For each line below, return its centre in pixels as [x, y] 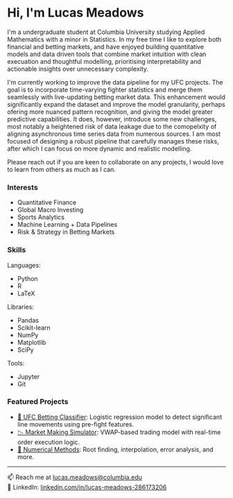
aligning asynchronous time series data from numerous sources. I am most [114, 134]
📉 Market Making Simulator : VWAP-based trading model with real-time [119, 432]
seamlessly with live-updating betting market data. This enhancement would [116, 97]
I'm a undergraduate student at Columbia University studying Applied [106, 32]
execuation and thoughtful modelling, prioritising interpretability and [104, 61]
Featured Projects [38, 402]
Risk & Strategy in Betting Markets [66, 232]
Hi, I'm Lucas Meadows [76, 13]
